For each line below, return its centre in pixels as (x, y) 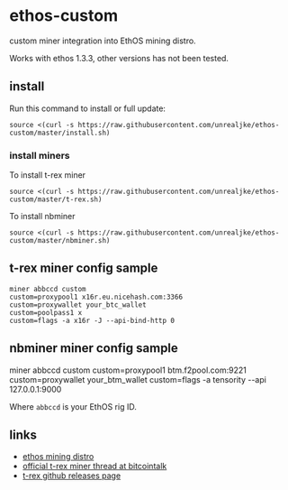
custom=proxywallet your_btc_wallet (78, 305)
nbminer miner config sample (94, 348)
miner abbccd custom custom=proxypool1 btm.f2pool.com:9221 (128, 370)
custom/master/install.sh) (60, 133)
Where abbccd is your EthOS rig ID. (73, 406)
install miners (40, 155)
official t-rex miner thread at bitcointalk (94, 467)
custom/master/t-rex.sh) (56, 199)
